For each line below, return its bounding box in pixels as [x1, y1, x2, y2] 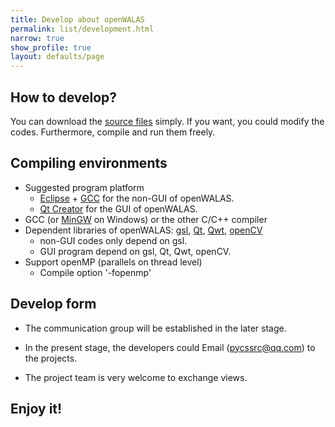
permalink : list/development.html [10, 24, 155, 34]
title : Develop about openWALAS [10, 14, 145, 25]
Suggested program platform [24, 181, 145, 193]
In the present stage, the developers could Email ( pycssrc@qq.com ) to [24, 341, 316, 353]
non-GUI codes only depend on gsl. [39, 234, 188, 246]
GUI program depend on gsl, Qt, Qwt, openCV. [39, 245, 232, 257]
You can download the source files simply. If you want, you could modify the [10, 115, 325, 127]
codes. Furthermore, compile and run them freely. [10, 126, 216, 138]
